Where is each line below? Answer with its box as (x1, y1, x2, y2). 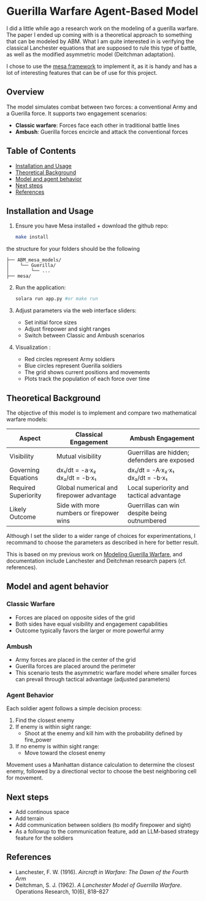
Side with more (56, 501, 100, 510)
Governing (9, 466, 40, 474)
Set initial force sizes (24, 319, 77, 326)
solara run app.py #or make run (15, 296, 98, 302)
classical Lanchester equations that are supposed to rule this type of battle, (6, 44, 197, 52)
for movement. (6, 774, 44, 781)
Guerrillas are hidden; (128, 448, 190, 456)
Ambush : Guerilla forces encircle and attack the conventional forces (15, 128, 188, 136)
